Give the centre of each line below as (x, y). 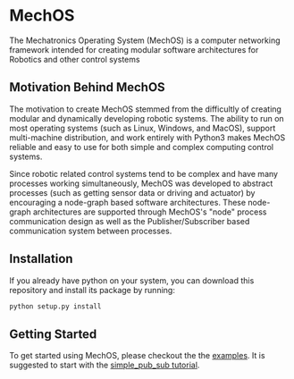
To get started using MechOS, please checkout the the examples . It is (137, 356)
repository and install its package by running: (92, 290)
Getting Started (53, 334)
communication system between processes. (91, 231)
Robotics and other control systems (75, 59)
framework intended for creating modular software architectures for (134, 49)
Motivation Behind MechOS (87, 87)
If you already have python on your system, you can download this (132, 280)
